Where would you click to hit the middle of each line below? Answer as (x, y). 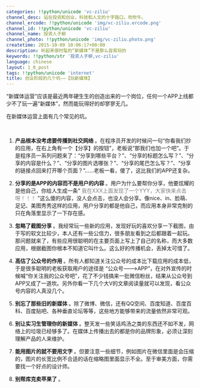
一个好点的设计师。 (49, 366)
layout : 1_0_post (28, 67)
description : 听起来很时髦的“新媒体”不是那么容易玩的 (66, 51)
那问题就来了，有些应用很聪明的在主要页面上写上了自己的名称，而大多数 (104, 241)
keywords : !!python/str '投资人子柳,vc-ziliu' (63, 56)
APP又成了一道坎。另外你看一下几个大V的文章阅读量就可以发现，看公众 (103, 283)
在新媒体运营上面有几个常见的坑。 (48, 117)
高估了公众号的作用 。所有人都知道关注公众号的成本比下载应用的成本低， (104, 261)
